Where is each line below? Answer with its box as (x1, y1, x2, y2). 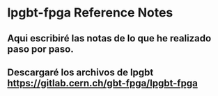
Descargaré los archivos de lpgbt (7, 66, 154, 78)
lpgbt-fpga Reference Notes (7, 5, 173, 21)
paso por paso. (7, 43, 75, 55)
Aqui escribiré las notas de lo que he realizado (7, 32, 212, 44)
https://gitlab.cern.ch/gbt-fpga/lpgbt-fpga (7, 77, 198, 89)
